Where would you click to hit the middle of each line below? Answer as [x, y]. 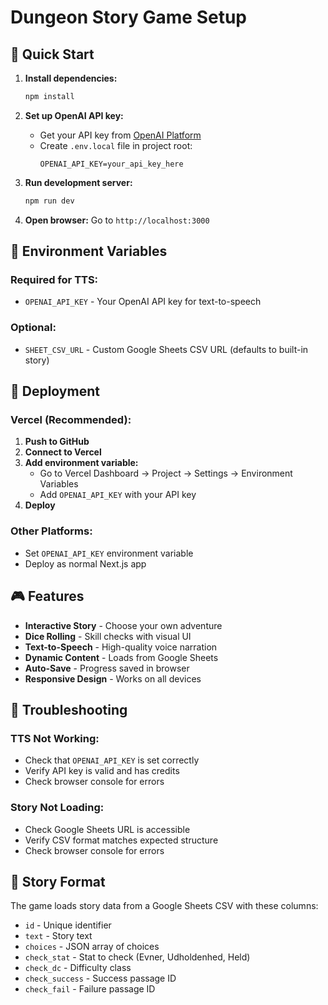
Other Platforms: [51, 531]
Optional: [33, 328]
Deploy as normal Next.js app [85, 563]
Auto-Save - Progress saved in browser [107, 668]
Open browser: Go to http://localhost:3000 [117, 220]
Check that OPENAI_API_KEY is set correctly [112, 760]
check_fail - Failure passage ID [90, 989]
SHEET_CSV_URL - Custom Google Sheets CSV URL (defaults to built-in [166, 349]
